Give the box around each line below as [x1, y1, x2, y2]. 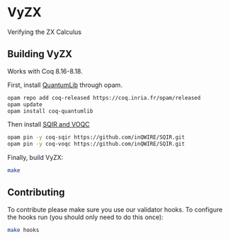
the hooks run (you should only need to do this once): [7, 213, 164, 221]
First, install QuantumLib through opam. [7, 81, 122, 89]
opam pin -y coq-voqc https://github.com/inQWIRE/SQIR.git [7, 141, 185, 148]
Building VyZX [7, 48, 73, 60]
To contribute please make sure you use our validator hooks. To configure [7, 205, 223, 214]
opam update [7, 100, 42, 108]
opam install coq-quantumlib [7, 107, 93, 115]
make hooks [7, 226, 40, 233]
